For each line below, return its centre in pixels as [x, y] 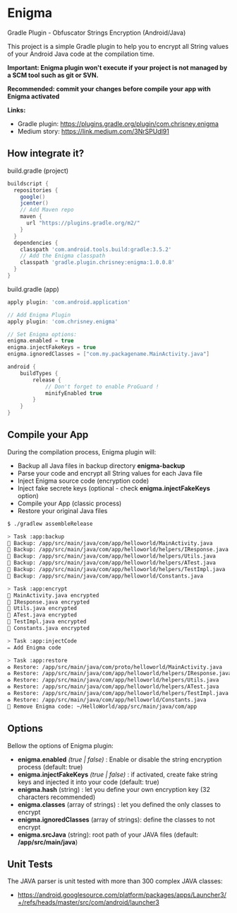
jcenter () [35, 203]
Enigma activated [34, 96]
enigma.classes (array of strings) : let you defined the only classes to [119, 804]
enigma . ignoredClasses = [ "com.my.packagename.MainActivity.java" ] [109, 354]
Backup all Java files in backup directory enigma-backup [101, 466]
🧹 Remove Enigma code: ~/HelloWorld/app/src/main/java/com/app [102, 706]
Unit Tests [30, 864]
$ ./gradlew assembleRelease [50, 524]
